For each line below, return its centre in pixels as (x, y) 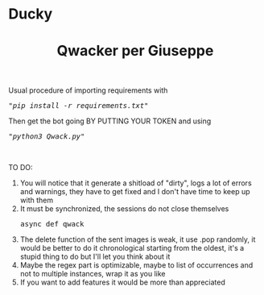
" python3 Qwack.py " (47, 137)
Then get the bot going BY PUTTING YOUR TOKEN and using (110, 121)
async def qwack (52, 224)
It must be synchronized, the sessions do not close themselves (124, 209)
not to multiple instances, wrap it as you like (93, 274)
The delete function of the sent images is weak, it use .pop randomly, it (138, 239)
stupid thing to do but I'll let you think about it (95, 257)
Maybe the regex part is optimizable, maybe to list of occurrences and (136, 265)
